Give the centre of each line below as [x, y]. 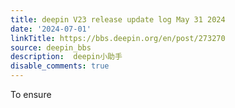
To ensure [31, 94]
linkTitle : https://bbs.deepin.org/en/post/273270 [118, 38]
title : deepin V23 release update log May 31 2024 [118, 19]
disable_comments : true [60, 66]
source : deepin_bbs [51, 47]
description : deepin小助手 [66, 57]
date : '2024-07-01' [51, 29]
